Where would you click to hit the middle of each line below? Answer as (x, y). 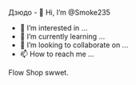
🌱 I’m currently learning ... (62, 36)
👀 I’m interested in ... (54, 28)
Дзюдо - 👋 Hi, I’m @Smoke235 (59, 12)
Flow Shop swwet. (39, 73)
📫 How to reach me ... (57, 54)
